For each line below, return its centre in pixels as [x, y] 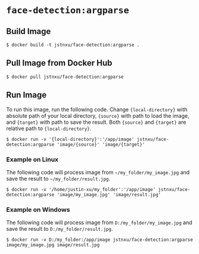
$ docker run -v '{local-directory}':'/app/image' [70, 139]
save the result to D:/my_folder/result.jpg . [60, 229]
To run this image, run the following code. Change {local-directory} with [97, 109]
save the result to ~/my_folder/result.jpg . [58, 178]
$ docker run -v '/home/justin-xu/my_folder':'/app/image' [81, 189]
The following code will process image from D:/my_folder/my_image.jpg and [99, 222]
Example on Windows [38, 209]
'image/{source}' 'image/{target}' [101, 145]
